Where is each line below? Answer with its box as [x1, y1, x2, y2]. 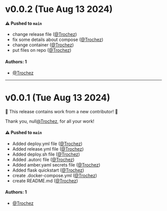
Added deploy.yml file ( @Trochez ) [12, 141, 83, 147]
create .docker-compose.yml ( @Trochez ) [12, 172, 97, 178]
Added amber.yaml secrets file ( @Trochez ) [12, 162, 100, 168]
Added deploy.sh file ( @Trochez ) [12, 151, 81, 157]
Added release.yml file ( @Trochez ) [12, 146, 84, 152]
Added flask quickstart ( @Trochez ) [12, 167, 84, 173]
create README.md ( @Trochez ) [12, 178, 78, 184]
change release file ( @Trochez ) [12, 31, 77, 37]
